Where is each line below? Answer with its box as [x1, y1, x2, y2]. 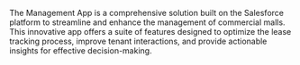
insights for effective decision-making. [9, 45, 152, 56]
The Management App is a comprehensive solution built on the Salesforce [9, 8, 284, 18]
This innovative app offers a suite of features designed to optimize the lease [9, 27, 292, 37]
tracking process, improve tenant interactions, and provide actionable [9, 36, 268, 46]
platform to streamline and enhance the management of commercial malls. [9, 17, 286, 28]
